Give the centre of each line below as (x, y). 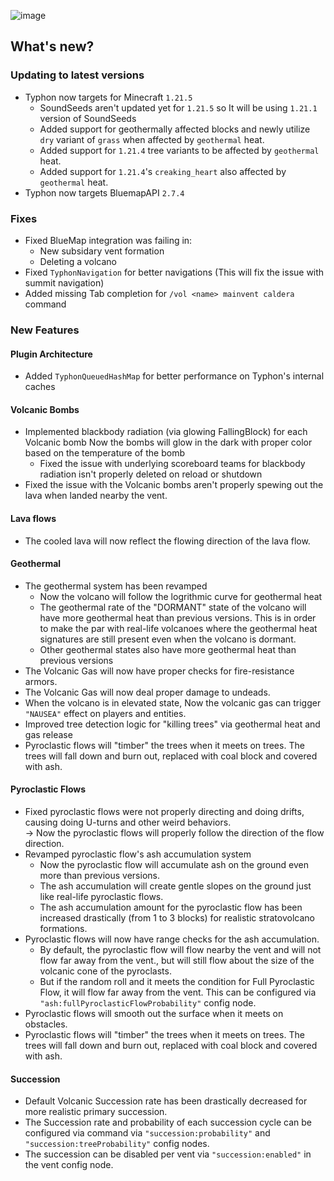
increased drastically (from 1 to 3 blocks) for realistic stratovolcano (177, 917)
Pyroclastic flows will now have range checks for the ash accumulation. (172, 939)
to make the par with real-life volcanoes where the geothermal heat (178, 628)
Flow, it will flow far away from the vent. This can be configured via (178, 992)
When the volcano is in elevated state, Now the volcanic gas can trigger (173, 702)
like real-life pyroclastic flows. (101, 896)
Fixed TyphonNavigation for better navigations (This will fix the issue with (174, 272)
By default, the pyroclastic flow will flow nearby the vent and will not (180, 949)
